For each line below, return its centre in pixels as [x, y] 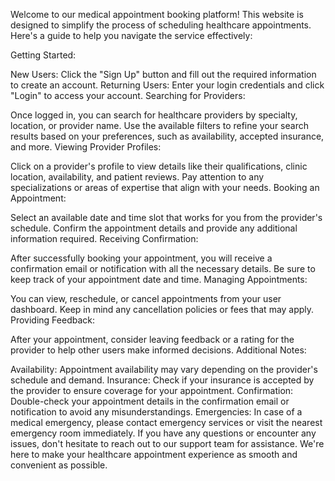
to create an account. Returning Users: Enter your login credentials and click [167, 85]
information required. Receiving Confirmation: [104, 238]
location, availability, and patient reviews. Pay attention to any [137, 177]
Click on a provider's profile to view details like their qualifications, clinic [159, 166]
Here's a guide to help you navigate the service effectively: [131, 35]
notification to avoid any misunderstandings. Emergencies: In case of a [156, 412]
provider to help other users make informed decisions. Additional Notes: [158, 350]
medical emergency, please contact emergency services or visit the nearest [166, 422]
